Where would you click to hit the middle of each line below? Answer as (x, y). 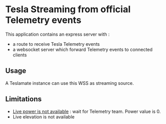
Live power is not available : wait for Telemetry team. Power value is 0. (87, 111)
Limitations (23, 99)
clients (20, 55)
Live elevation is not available (44, 117)
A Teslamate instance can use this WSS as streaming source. (70, 83)
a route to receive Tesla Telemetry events (56, 44)
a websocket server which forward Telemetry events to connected (82, 49)
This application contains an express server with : (57, 34)
